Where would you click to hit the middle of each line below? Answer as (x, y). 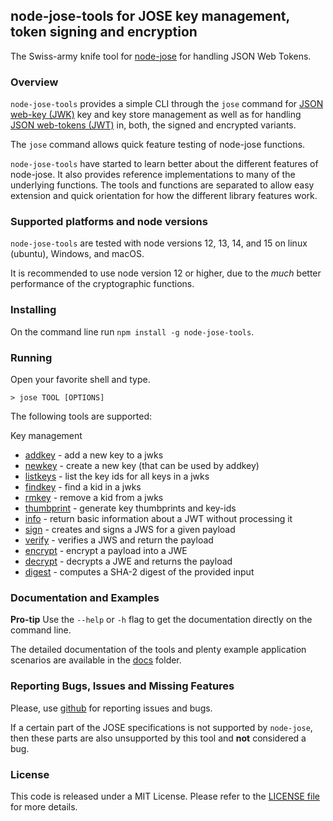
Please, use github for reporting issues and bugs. (111, 708)
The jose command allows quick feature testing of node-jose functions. (158, 145)
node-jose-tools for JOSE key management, (150, 16)
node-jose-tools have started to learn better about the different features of (164, 164)
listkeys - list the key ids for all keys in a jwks (117, 476)
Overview (34, 82)
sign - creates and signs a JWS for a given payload (130, 529)
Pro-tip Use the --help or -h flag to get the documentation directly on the (161, 620)
